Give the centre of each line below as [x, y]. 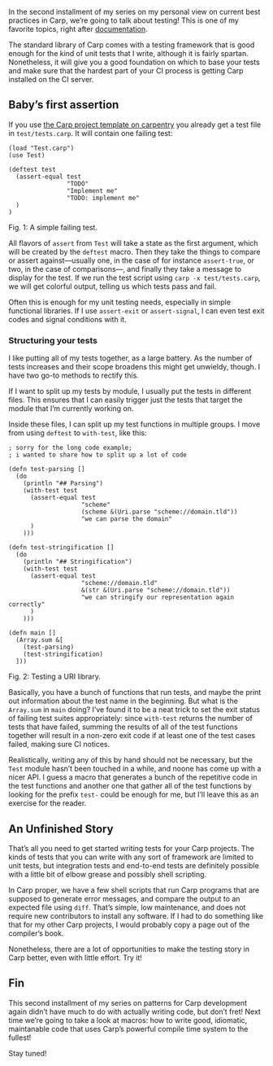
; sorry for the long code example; [70, 448]
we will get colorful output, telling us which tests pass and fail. [113, 286]
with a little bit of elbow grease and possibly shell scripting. [108, 874]
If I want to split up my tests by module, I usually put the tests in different [130, 391]
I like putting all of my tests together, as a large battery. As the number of [130, 358]
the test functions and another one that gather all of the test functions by [130, 786]
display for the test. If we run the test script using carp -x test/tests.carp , [134, 277]
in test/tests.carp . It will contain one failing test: [91, 133]
